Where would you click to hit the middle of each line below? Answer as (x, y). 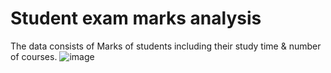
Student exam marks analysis (136, 18)
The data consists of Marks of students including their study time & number (166, 46)
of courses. (34, 56)
